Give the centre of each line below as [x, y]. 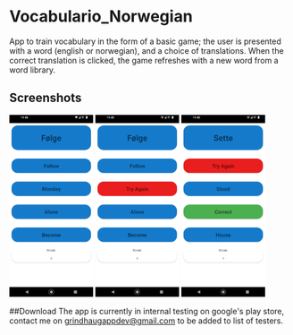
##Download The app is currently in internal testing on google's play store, [147, 312]
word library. [33, 70]
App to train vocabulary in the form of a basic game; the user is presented [145, 41]
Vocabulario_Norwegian [101, 17]
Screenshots [46, 98]
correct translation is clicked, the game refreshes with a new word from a [144, 60]
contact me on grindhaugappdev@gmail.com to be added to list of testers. [146, 321]
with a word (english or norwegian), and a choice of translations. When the [146, 50]
